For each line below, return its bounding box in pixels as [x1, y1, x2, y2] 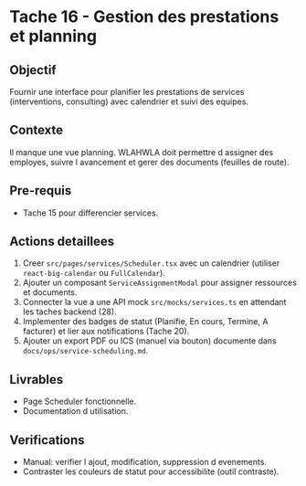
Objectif [9, 62, 57, 78]
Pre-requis [9, 183, 72, 198]
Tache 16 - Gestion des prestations [9, 6, 280, 27]
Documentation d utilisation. [22, 406, 129, 417]
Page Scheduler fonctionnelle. [22, 396, 137, 407]
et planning [9, 26, 98, 47]
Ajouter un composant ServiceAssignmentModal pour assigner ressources [22, 277, 297, 289]
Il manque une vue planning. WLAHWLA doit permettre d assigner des [9, 146, 274, 157]
